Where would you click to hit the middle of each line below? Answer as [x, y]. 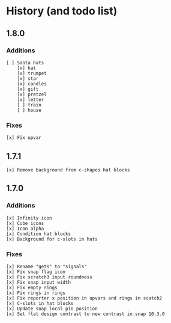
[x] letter [31, 100]
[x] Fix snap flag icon [36, 272]
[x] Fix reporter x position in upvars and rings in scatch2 [84, 298]
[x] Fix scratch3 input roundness [49, 277]
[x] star [28, 78]
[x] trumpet [32, 73]
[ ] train [29, 105]
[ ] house [29, 110]
